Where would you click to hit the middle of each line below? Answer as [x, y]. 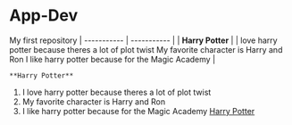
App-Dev [44, 16]
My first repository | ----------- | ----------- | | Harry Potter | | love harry [144, 40]
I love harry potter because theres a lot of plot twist [117, 92]
